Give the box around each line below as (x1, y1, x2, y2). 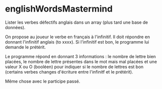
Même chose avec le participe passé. (5, 78, 81, 84)
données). (5, 24, 26, 30)
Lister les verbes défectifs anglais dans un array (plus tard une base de (5, 19, 148, 25)
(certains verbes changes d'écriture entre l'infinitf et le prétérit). (5, 69, 133, 74)
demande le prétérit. (5, 44, 46, 50)
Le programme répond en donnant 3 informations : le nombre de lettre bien (5, 53, 156, 59)
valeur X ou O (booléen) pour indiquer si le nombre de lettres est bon (5, 64, 144, 70)
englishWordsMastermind (5, 3, 113, 15)
